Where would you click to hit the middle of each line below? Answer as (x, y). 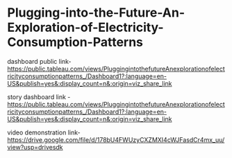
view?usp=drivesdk (35, 147)
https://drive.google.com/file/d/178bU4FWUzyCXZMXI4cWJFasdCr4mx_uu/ (116, 139)
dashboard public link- (39, 61)
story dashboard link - (39, 97)
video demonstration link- (44, 132)
